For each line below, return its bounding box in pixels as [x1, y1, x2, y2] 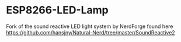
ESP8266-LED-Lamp [6, 3, 109, 17]
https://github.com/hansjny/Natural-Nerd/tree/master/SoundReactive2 [6, 29, 175, 36]
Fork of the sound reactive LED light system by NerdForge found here [6, 23, 173, 30]
